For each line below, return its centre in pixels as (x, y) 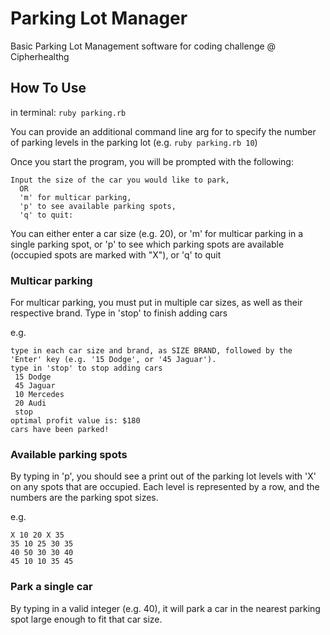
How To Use (48, 88)
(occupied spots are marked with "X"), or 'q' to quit (116, 254)
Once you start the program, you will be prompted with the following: (152, 161)
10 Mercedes (39, 395)
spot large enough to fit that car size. (86, 619)
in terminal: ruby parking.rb (68, 112)
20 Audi (30, 403)
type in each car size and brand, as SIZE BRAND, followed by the (151, 351)
